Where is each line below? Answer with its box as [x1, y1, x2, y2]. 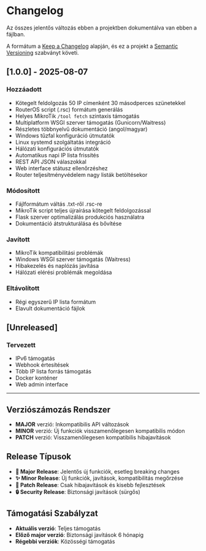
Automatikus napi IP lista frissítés [15, 151, 99, 158]
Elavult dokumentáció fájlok [15, 305, 86, 312]
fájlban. [6, 30, 26, 37]
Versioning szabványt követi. [6, 49, 79, 56]
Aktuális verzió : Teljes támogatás [15, 525, 101, 532]
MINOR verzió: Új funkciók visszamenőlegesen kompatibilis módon [15, 428, 185, 435]
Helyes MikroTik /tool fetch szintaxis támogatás [15, 112, 140, 120]
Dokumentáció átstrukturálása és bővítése [15, 219, 122, 227]
